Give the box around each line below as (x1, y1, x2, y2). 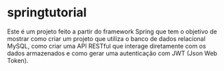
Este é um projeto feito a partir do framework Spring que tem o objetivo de (7, 27, 217, 35)
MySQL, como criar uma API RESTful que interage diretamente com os (7, 42, 207, 50)
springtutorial (7, 5, 87, 20)
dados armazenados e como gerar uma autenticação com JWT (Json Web (7, 49, 218, 57)
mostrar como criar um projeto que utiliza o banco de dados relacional (7, 34, 206, 42)
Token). (7, 56, 29, 64)
